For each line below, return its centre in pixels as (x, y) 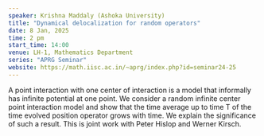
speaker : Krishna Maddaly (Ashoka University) (87, 16)
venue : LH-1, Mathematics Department (71, 52)
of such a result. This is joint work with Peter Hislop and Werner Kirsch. (125, 123)
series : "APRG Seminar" (48, 60)
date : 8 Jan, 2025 (39, 30)
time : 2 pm (26, 38)
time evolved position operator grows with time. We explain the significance (132, 115)
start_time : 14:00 (39, 45)
